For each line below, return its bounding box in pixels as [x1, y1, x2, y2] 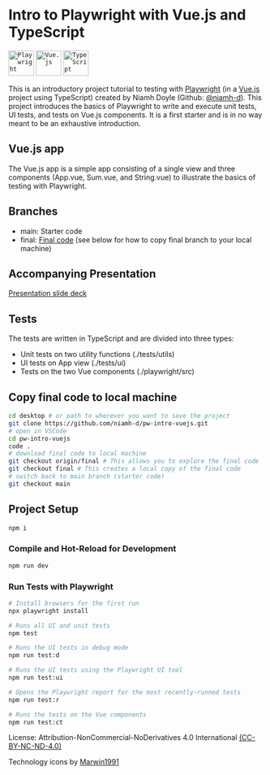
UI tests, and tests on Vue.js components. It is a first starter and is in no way [8, 110, 263, 120]
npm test [8, 629, 38, 638]
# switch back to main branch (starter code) [8, 472, 165, 481]
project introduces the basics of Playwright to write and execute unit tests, [8, 101, 257, 111]
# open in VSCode [8, 427, 67, 435]
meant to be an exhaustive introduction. [8, 118, 141, 128]
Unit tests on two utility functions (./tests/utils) [19, 350, 175, 359]
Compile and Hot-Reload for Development [8, 543, 177, 555]
